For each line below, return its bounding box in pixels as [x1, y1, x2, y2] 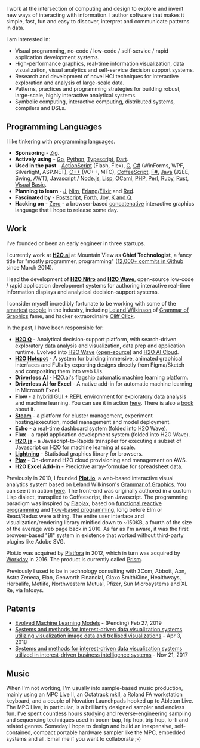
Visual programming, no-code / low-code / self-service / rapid [14, 47, 169, 54]
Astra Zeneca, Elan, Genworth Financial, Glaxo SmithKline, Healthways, [6, 573, 181, 581]
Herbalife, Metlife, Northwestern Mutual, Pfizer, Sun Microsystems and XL [6, 580, 188, 587]
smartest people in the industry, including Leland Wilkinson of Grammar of [6, 306, 189, 313]
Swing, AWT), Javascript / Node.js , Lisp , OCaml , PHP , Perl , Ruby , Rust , [14, 175, 189, 182]
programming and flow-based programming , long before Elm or [6, 506, 163, 513]
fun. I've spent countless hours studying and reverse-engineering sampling [6, 710, 192, 717]
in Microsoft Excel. [14, 386, 61, 393]
